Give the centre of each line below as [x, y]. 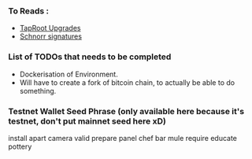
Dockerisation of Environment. [69, 74]
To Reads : [29, 11]
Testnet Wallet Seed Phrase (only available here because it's [126, 111]
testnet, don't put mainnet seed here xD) [87, 121]
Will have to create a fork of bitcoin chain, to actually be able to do [127, 82]
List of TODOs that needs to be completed [90, 57]
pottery [20, 146]
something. [38, 91]
